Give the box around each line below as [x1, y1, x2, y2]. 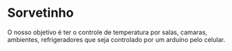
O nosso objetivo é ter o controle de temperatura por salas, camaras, [7, 28, 208, 36]
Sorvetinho [7, 5, 74, 21]
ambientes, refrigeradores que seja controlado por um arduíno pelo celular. [7, 35, 226, 43]
